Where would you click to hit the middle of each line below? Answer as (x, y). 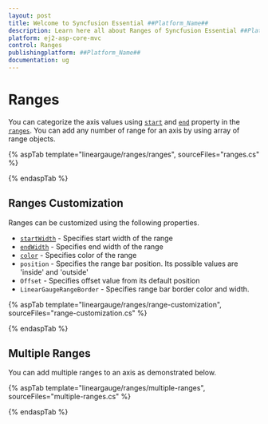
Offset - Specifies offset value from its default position (110, 280)
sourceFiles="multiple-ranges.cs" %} (70, 397)
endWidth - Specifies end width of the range (91, 246)
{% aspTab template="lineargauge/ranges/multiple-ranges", (107, 388)
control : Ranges (35, 46)
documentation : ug (39, 61)
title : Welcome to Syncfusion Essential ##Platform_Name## (108, 23)
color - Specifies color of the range (78, 255)
